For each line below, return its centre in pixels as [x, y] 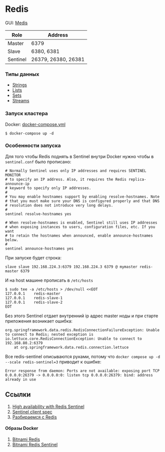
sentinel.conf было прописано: [38, 162]
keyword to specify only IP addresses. [50, 188]
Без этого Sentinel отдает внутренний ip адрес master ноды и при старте [82, 316]
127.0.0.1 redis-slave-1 [34, 298]
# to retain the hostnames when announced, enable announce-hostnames [79, 236]
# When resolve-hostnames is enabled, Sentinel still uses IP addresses [81, 223]
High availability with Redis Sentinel [48, 407]
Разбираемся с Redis [34, 417]
